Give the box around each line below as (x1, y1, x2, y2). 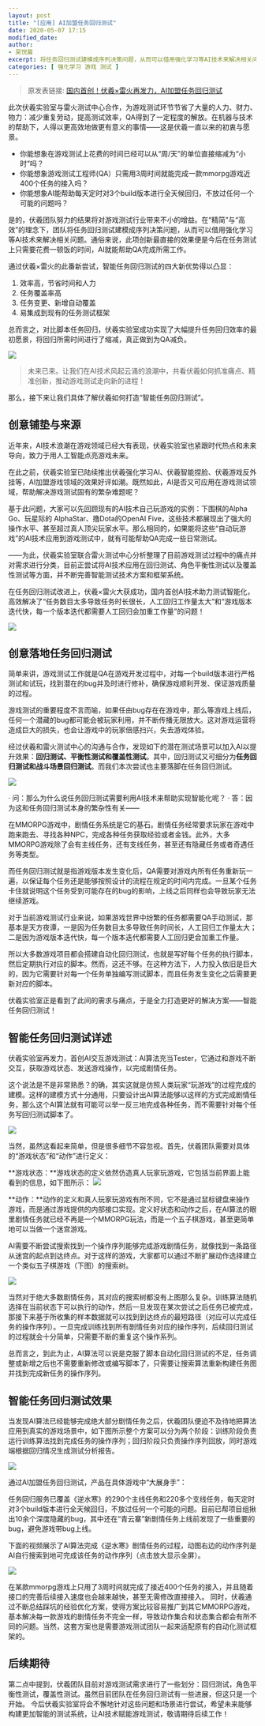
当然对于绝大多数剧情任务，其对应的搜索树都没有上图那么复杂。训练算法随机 (8, 1292, 257, 1302)
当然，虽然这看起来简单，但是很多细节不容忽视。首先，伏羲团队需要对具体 (8, 1141, 250, 1151)
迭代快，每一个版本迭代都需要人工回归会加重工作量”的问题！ (8, 606, 205, 616)
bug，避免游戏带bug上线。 (8, 1524, 96, 1533)
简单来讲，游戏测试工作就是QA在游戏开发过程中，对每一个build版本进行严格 (8, 669, 256, 679)
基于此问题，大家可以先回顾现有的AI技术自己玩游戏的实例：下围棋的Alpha (8, 503, 248, 513)
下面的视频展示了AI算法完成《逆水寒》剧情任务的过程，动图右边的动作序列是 (8, 1541, 257, 1550)
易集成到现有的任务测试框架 (19, 307, 110, 317)
